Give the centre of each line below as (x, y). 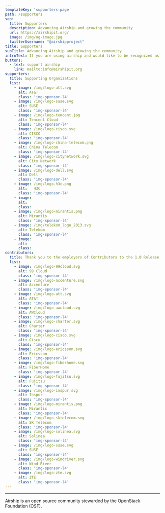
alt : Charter (31, 326)
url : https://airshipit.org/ (39, 33)
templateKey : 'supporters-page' (38, 10)
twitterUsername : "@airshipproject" (47, 42)
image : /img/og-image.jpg (36, 37)
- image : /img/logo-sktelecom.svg (49, 418)
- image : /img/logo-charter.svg (47, 322)
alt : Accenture (34, 285)
